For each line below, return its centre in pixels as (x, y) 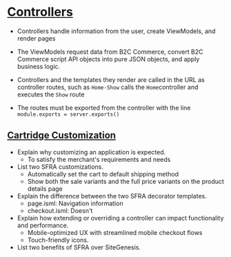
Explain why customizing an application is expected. (91, 152)
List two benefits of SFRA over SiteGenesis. (79, 247)
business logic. (39, 66)
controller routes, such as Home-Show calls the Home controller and (108, 87)
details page (45, 188)
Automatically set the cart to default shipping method (103, 174)
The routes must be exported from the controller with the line (104, 107)
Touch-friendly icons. (58, 240)
